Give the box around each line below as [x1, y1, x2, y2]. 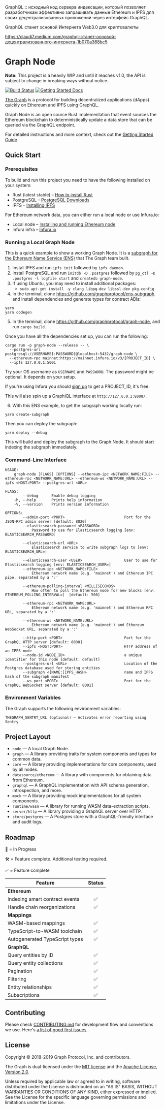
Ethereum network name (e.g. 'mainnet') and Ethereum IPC [31, 571, 153, 576]
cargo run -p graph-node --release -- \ [5, 343, 90, 348]
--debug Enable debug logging [23, 493, 96, 499]
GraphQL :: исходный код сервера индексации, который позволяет [5, 4, 146, 10]
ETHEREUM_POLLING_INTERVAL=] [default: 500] [5, 593, 100, 598]
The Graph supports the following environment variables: [5, 705, 121, 711]
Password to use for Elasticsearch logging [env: [31, 528, 135, 533]
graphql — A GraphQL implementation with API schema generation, [12, 782, 149, 788]
